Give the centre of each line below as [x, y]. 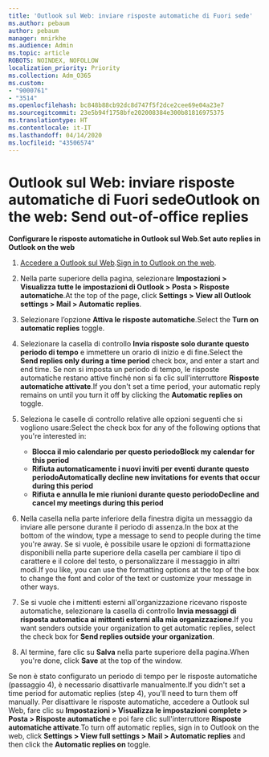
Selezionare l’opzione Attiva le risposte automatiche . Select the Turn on [139, 320]
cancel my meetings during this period [98, 503]
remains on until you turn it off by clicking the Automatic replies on [131, 395]
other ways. [39, 587]
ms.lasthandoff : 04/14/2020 [55, 135]
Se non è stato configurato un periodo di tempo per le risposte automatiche [133, 677]
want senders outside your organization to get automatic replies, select [137, 628]
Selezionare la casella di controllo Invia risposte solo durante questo [134, 344]
